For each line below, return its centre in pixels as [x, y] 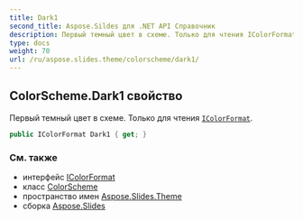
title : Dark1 [34, 18]
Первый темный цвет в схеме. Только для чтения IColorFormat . [131, 117]
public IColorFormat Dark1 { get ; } [78, 134]
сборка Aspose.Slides [64, 206]
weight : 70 [30, 51]
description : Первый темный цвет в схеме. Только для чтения [127, 34]
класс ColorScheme [60, 187]
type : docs [30, 43]
